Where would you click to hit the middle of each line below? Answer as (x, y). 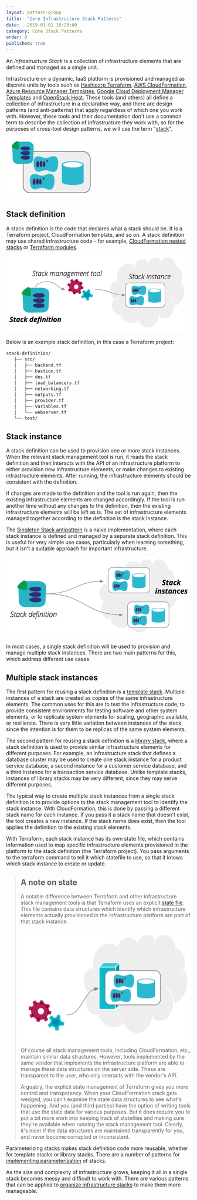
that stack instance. (44, 921)
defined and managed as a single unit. (52, 67)
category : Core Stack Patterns (44, 31)
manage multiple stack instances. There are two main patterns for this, (91, 653)
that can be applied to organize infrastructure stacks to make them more (94, 1185)
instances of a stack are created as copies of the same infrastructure (89, 698)
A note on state (49, 882)
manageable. (22, 1191)
